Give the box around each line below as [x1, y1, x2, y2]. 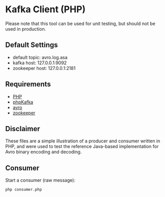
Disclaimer [5, 124, 40, 133]
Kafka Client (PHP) [5, 4, 86, 15]
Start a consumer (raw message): [5, 177, 75, 183]
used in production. [5, 26, 46, 32]
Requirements [5, 80, 51, 89]
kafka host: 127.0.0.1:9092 [12, 60, 67, 66]
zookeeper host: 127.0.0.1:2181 [12, 65, 76, 71]
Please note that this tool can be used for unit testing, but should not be [5, 20, 155, 27]
